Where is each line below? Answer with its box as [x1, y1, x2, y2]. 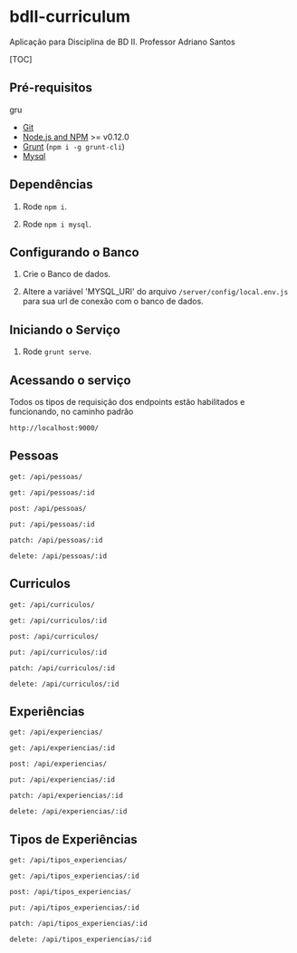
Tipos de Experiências [9, 832, 138, 847]
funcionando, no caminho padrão [9, 406, 134, 417]
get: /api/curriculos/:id [9, 616, 107, 625]
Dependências [9, 177, 93, 192]
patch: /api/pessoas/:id [9, 535, 103, 544]
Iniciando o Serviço [9, 322, 120, 337]
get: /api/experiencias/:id [9, 744, 116, 753]
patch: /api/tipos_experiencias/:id [9, 919, 148, 929]
